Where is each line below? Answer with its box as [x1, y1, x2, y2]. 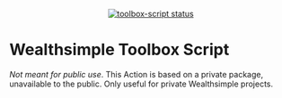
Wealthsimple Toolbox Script [9, 40, 230, 60]
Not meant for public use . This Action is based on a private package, [9, 69, 264, 79]
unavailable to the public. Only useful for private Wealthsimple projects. [9, 78, 274, 89]
